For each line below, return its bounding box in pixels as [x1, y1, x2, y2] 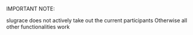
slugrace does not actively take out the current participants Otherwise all [6, 17, 188, 24]
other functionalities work [6, 24, 70, 30]
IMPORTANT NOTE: [6, 5, 55, 12]
